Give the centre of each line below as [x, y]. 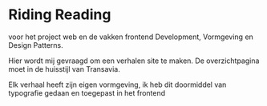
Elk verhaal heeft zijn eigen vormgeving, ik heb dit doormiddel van [117, 84]
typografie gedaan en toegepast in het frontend [87, 92]
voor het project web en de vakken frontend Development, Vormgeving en [131, 37]
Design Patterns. [36, 45]
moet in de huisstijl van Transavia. [64, 69]
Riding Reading [60, 15]
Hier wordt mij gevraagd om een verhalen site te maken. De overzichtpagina [134, 61]
